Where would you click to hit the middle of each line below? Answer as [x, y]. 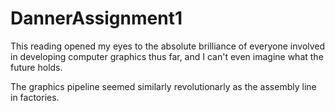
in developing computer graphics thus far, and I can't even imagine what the [167, 56]
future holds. [36, 67]
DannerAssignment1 [96, 18]
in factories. [35, 97]
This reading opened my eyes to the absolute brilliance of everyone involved [168, 46]
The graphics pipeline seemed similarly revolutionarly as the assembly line [163, 86]
